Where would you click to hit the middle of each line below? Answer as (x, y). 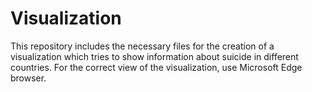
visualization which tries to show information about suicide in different (154, 56)
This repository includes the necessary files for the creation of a (142, 46)
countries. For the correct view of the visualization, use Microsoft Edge (156, 67)
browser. (28, 78)
